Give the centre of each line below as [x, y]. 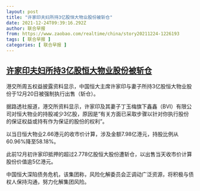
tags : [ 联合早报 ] [29, 39]
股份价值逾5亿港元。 [31, 161]
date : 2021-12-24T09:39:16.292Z [46, 23]
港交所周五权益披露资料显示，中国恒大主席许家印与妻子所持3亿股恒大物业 [96, 86]
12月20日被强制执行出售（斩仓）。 [58, 94]
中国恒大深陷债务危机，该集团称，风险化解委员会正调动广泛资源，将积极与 [97, 174]
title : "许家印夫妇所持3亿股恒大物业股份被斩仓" [60, 17]
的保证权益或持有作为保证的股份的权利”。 [57, 121]
